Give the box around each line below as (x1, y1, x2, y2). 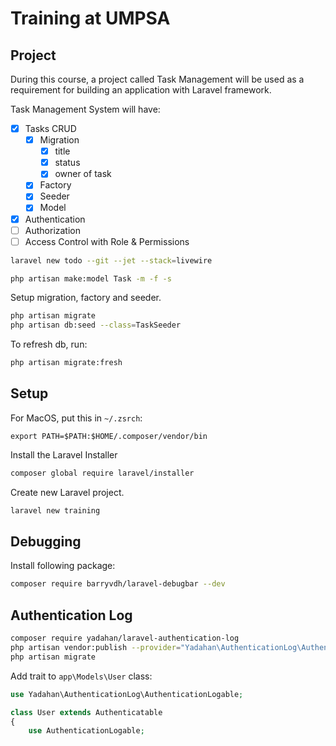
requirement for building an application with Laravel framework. (10, 84, 272, 96)
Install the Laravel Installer (10, 448, 118, 461)
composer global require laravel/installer (10, 468, 195, 478)
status (54, 157, 81, 169)
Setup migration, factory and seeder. (10, 292, 162, 304)
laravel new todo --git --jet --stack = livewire (10, 255, 213, 266)
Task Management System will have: (10, 103, 161, 115)
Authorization (24, 224, 81, 236)
